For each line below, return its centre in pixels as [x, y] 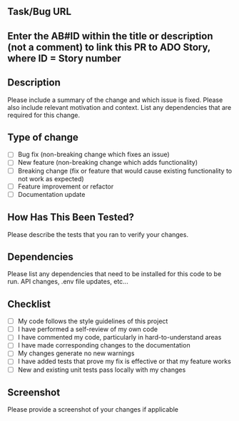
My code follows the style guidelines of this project [93, 321]
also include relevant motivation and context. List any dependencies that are [119, 107]
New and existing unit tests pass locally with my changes [102, 370]
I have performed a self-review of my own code [88, 329]
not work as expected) [51, 178]
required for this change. [44, 115]
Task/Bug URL [40, 12]
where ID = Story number [64, 58]
